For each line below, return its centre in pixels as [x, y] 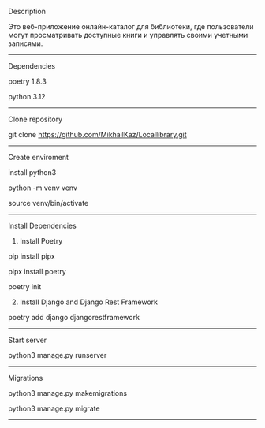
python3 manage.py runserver [58, 355]
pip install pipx [32, 256]
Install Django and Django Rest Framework [88, 302]
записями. [26, 43]
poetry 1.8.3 [28, 81]
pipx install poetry [37, 272]
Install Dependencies [42, 225]
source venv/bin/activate [49, 203]
